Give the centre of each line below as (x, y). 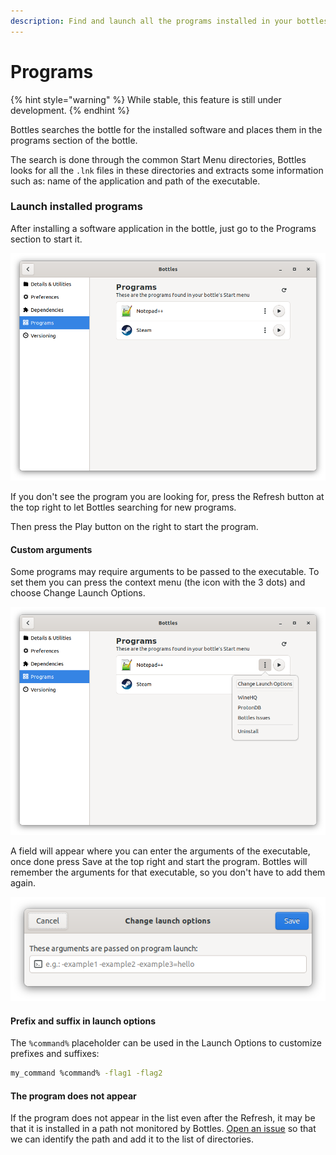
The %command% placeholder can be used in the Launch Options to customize (166, 1043)
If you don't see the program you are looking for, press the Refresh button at (167, 497)
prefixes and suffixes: (55, 1054)
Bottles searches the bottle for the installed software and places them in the (166, 129)
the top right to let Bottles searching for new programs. (123, 507)
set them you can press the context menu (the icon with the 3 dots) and (158, 582)
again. (23, 882)
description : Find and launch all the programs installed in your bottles (169, 21)
